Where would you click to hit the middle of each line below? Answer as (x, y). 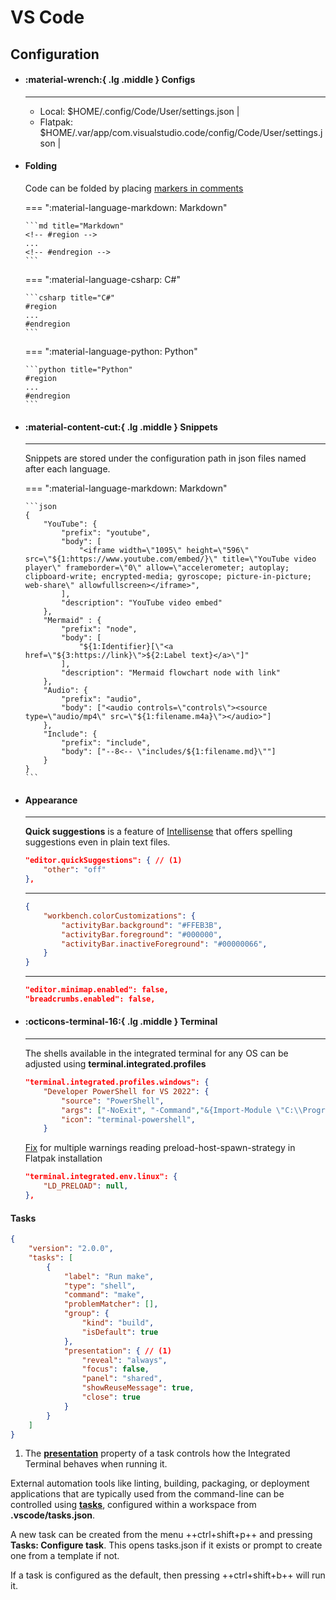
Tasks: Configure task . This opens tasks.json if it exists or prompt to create (166, 1545)
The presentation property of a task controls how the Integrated (157, 1453)
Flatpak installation (63, 1158)
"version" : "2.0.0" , (71, 1249)
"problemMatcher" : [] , (111, 1304)
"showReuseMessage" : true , (138, 1388)
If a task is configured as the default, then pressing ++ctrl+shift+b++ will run (168, 1575)
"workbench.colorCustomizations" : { (119, 916)
